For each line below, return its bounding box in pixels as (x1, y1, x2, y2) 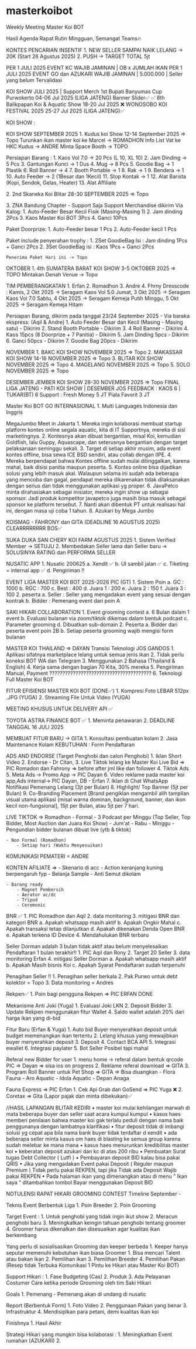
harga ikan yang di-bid (6, 1015, 61, 1022)
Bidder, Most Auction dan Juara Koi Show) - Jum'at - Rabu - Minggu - (6, 819, 174, 827)
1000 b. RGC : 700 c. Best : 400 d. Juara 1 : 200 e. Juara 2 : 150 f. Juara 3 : (6, 585, 186, 592)
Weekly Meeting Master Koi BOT (6, 23, 84, 30)
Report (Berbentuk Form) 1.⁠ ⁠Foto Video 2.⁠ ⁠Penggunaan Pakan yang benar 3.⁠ (6, 1302, 188, 1309)
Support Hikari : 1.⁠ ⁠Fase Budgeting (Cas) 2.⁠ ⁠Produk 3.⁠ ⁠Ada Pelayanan (6, 1273, 171, 1280)
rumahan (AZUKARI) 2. (6, 1337, 61, 1344)
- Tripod (16, 897, 38, 903)
